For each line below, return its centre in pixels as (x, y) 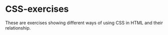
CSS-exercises (37, 9)
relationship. (18, 28)
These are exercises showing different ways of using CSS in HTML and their (84, 23)
